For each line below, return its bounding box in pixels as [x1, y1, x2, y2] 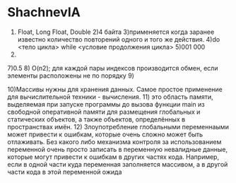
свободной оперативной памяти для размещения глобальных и [7, 107, 201, 116]
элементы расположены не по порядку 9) [7, 71, 134, 80]
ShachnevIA [7, 4, 81, 20]
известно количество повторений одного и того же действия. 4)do [17, 35, 220, 43]
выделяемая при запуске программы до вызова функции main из [7, 100, 205, 108]
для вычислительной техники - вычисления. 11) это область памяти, [7, 93, 213, 101]
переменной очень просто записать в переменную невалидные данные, [7, 145, 228, 153]
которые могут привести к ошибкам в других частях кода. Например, [7, 153, 220, 161]
